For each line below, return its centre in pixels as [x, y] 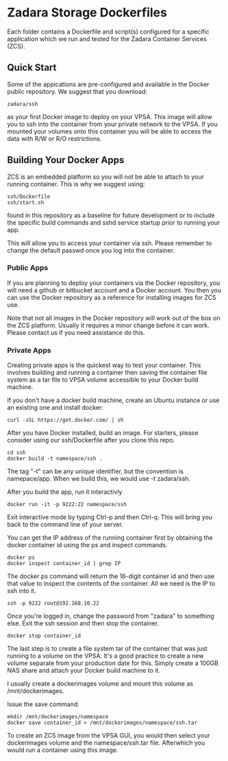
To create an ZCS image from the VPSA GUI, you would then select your [109, 736]
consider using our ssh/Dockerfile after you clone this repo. [91, 440]
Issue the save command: [43, 704]
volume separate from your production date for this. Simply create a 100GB [113, 663]
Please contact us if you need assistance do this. [76, 332]
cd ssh [16, 453]
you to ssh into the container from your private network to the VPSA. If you [112, 124]
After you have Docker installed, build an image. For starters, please [103, 433]
